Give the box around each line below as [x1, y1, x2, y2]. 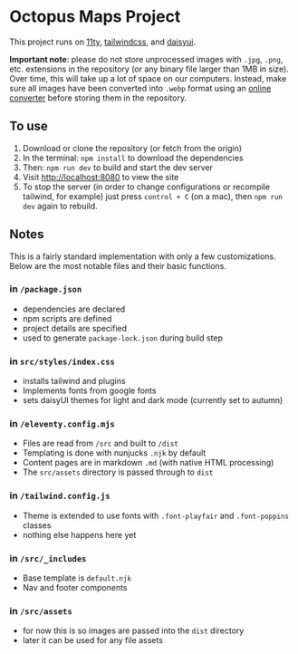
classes [22, 519, 52, 531]
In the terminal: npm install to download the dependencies [22, 152, 244, 163]
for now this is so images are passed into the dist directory [22, 625, 245, 636]
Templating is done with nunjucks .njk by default [22, 447, 207, 458]
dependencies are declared [22, 303, 126, 314]
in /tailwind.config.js [9, 489, 111, 502]
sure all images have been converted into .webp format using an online [9, 82, 272, 93]
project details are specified [22, 322, 128, 333]
